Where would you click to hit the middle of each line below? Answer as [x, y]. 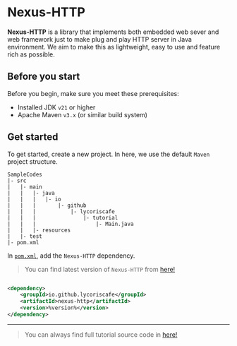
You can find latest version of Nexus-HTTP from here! [100, 269]
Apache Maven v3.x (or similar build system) [83, 114]
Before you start [44, 77]
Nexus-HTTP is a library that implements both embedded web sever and [113, 32]
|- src [17, 181]
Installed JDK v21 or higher [56, 107]
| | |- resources [39, 230]
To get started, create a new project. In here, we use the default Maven [109, 154]
